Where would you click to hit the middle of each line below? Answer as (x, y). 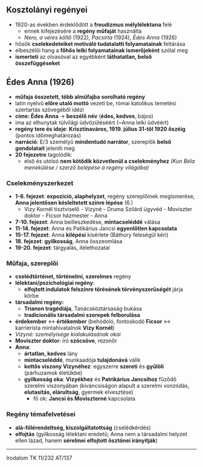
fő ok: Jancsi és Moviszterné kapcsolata (84, 399)
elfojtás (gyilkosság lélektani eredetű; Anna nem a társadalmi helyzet (101, 434)
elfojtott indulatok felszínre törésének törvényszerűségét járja (103, 289)
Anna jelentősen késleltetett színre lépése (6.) (74, 203)
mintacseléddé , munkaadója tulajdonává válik (82, 360)
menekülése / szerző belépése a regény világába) (86, 167)
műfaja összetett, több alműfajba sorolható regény (80, 97)
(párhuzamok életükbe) (53, 373)
